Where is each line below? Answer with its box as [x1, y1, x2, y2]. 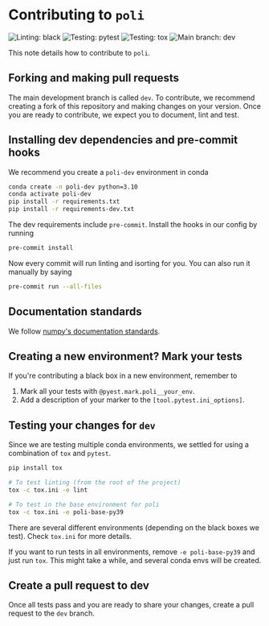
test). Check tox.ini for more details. [8, 531, 132, 541]
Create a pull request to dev [8, 578, 150, 593]
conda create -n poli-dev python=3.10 [8, 183, 138, 191]
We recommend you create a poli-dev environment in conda [8, 167, 209, 176]
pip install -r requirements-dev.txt [8, 205, 135, 214]
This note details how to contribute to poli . [8, 48, 151, 57]
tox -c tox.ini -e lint [8, 486, 88, 494]
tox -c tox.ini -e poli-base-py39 [8, 508, 124, 516]
